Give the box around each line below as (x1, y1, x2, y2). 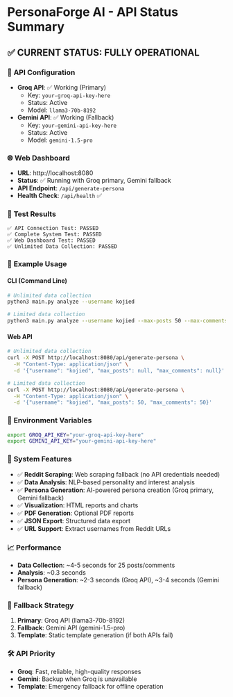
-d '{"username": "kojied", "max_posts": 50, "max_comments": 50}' (13, 399, 213, 407)
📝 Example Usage (7, 259, 67, 269)
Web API (7, 332, 33, 341)
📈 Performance (7, 543, 62, 552)
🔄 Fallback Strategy (7, 600, 74, 610)
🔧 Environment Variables (7, 416, 92, 425)
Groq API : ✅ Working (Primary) (17, 83, 106, 91)
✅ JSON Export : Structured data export (17, 516, 130, 525)
